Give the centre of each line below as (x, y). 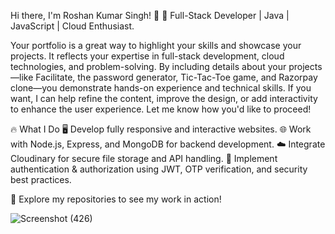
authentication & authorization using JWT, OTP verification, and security (159, 169)
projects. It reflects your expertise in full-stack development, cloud (147, 56)
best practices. (41, 179)
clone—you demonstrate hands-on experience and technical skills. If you (161, 88)
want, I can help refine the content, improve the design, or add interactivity (164, 98)
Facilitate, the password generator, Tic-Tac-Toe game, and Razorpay (176, 77)
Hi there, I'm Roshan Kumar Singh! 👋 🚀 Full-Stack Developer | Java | (150, 15)
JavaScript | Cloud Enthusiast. (72, 26)
